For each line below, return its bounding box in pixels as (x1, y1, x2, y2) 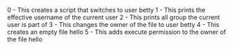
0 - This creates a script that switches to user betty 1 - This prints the (7, 6, 206, 14)
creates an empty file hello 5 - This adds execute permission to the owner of (7, 28, 226, 36)
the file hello (7, 35, 43, 43)
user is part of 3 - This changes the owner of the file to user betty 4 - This (7, 21, 220, 28)
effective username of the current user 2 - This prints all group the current (7, 13, 220, 21)
